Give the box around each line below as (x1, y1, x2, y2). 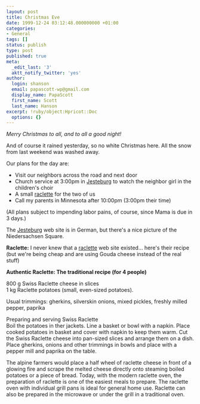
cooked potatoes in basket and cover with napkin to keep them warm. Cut (6, 329, 188, 336)
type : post (6, 48, 33, 54)
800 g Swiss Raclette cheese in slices (6, 280, 100, 287)
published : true (6, 53, 47, 59)
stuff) (6, 257, 20, 264)
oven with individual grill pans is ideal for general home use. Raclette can (6, 384, 186, 391)
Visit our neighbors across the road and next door (14, 171, 138, 179)
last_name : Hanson (11, 103, 58, 109)
